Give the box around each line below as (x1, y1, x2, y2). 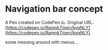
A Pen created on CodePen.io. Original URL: (5, 19, 94, 25)
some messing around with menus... (5, 39, 79, 45)
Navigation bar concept (5, 3, 103, 15)
